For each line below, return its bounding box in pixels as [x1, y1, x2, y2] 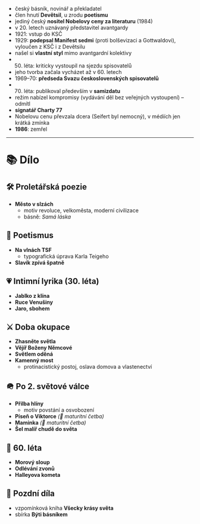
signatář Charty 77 [14, 107, 62, 113]
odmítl [14, 100, 31, 107]
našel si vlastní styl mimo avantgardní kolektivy [14, 50, 132, 56]
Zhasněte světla [14, 338, 56, 345]
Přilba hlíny [14, 400, 43, 408]
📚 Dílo [6, 153, 40, 167]
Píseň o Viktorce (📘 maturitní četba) [14, 413, 104, 420]
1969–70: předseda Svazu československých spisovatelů [14, 75, 159, 82]
